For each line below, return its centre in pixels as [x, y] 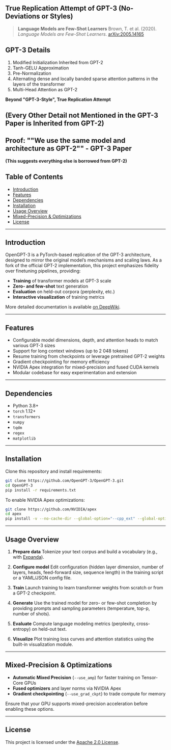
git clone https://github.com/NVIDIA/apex [51, 509]
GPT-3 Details [28, 50]
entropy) [22, 629]
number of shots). [32, 613]
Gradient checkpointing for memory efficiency [61, 362]
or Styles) [57, 17]
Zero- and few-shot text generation [50, 286]
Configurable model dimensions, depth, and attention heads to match [85, 340]
